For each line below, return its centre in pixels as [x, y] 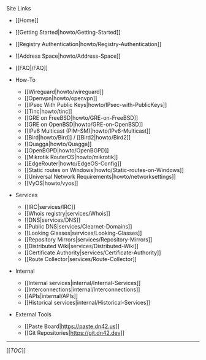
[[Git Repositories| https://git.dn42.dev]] [74, 333]
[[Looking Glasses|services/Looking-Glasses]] [83, 233]
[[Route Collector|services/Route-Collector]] [80, 259]
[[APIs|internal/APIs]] [51, 296]
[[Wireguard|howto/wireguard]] [64, 92]
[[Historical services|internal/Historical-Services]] [87, 303]
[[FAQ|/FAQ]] [31, 68]
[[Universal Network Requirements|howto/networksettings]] [100, 177]
